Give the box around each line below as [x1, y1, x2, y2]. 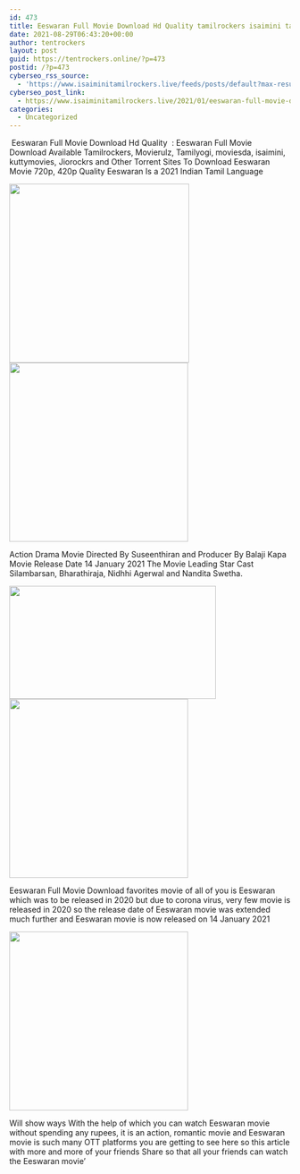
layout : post [9, 47, 58, 55]
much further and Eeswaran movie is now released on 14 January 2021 [9, 914, 271, 924]
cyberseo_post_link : [9, 88, 87, 97]
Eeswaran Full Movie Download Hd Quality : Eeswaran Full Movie [11, 138, 253, 149]
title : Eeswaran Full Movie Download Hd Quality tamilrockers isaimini [9, 21, 281, 30]
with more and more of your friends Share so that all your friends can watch [9, 1146, 288, 1157]
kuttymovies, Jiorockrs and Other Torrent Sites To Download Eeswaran [9, 157, 271, 167]
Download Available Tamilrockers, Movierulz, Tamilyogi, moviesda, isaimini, [9, 147, 286, 157]
